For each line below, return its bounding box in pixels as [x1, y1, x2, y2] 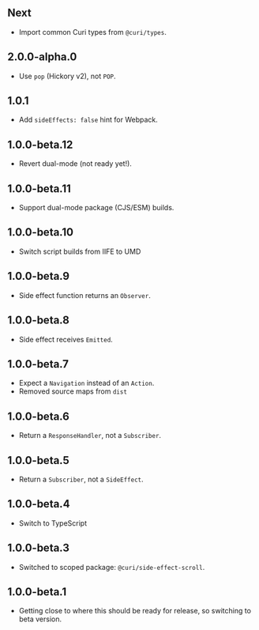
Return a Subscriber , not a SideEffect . [18, 474, 144, 484]
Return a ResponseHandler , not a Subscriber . [18, 431, 162, 440]
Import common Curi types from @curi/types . [18, 27, 167, 36]
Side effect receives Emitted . [18, 334, 114, 344]
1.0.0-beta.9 [7, 270, 70, 283]
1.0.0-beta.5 [7, 454, 70, 467]
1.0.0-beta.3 [7, 541, 70, 555]
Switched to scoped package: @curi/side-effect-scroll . [18, 562, 205, 572]
